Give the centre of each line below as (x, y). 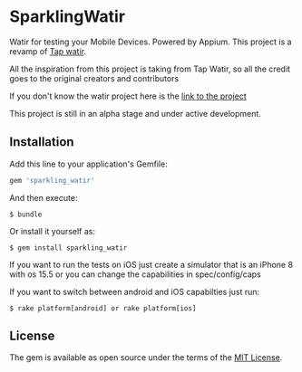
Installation (42, 142)
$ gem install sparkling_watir (68, 248)
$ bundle (26, 215)
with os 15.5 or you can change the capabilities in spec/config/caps (135, 274)
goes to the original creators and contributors (94, 78)
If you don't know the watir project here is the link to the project (128, 96)
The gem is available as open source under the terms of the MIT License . (146, 358)
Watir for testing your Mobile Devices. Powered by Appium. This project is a (151, 42)
